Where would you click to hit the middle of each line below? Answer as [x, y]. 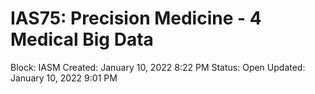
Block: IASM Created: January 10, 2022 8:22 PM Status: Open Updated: [158, 67]
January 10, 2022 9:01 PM [64, 78]
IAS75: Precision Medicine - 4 [136, 18]
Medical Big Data [82, 39]
